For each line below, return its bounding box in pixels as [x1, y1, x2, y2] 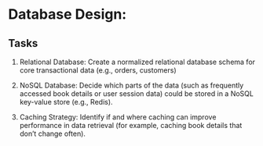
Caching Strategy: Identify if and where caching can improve [19, 112, 217, 122]
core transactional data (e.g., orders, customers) [19, 66, 177, 75]
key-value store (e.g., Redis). [19, 98, 113, 106]
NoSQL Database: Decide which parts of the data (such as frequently [19, 80, 244, 90]
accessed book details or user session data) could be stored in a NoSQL [19, 89, 254, 98]
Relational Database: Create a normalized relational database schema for [19, 57, 256, 66]
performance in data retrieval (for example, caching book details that [19, 121, 243, 130]
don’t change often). [19, 129, 86, 138]
